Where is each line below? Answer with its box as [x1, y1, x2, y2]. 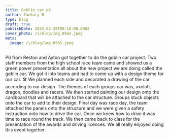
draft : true [5, 21, 30, 27]
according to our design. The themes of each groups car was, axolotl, [5, 83, 151, 89]
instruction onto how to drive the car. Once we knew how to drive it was [5, 110, 156, 117]
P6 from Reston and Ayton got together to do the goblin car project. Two [5, 54, 156, 60]
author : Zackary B [5, 12, 44, 17]
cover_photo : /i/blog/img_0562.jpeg [5, 31, 83, 36]
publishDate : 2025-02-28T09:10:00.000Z [5, 26, 90, 31]
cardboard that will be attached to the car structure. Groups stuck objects [5, 94, 159, 100]
